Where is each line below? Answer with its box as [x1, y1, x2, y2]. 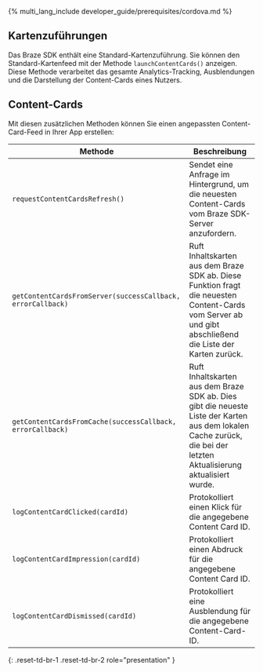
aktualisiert [189, 469, 230, 480]
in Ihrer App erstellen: [44, 127, 115, 137]
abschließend [189, 329, 240, 340]
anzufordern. [189, 228, 237, 239]
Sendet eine [189, 159, 233, 170]
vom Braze [189, 208, 229, 219]
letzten [189, 449, 214, 460]
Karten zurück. [189, 349, 243, 360]
